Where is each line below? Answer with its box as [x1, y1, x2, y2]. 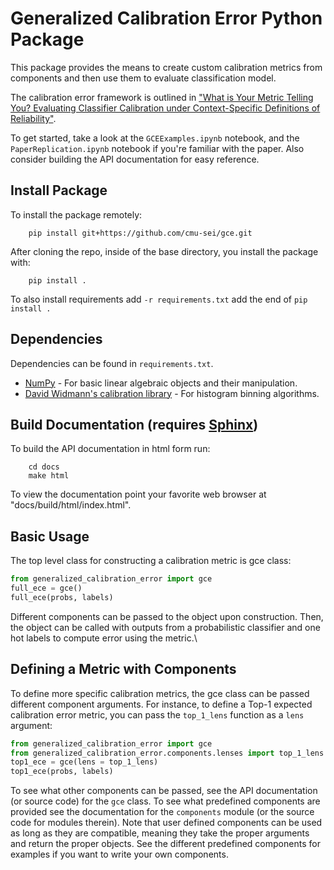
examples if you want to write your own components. [10, 848, 229, 861]
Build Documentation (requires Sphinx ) [10, 416, 259, 433]
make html [28, 471, 70, 481]
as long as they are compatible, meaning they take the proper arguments [10, 827, 310, 839]
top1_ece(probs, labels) [10, 767, 114, 777]
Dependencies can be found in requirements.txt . [10, 357, 214, 369]
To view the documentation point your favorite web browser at [10, 488, 267, 501]
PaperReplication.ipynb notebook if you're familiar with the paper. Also [10, 142, 305, 154]
